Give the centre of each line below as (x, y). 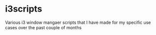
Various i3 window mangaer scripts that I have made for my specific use (78, 22)
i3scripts (24, 9)
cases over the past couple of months (43, 27)
